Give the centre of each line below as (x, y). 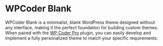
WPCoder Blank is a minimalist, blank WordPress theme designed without (80, 22)
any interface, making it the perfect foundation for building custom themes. (82, 27)
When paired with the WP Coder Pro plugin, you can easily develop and (78, 33)
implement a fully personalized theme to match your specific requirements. (82, 38)
